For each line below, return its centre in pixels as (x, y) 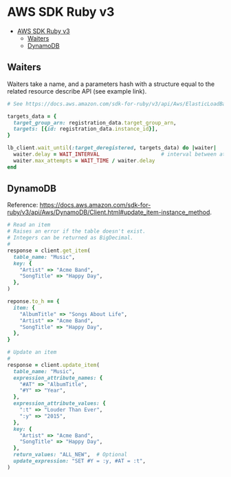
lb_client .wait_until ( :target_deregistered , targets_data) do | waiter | (112, 148)
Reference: (23, 205)
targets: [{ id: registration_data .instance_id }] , (86, 129)
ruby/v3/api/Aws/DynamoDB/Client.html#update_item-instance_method (109, 212)
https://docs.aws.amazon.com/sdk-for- (95, 205)
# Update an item (32, 352)
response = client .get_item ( (49, 251)
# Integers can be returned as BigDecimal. (70, 238)
